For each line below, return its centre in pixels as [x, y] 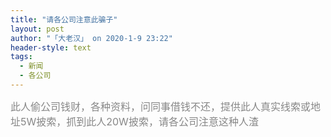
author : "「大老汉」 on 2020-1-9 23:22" [91, 38]
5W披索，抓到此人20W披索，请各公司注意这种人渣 [139, 121]
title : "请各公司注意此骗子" [64, 19]
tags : [21, 57]
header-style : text [51, 47]
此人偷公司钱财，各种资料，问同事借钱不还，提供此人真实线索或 [161, 106]
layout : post [37, 29]
